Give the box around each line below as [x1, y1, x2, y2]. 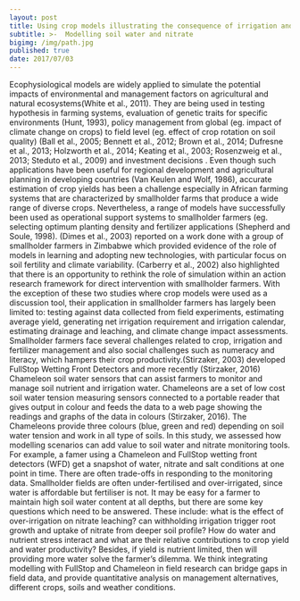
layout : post [9, 13, 58, 22]
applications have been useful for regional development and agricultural [9, 164, 274, 175]
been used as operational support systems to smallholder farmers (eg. [9, 212, 268, 222]
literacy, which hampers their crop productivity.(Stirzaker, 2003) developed [9, 355, 286, 364]
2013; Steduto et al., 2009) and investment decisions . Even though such [9, 155, 277, 165]
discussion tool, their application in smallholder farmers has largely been [9, 297, 277, 308]
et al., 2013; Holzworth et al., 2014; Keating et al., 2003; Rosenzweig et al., [9, 146, 283, 156]
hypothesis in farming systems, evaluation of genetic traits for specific [9, 108, 268, 118]
